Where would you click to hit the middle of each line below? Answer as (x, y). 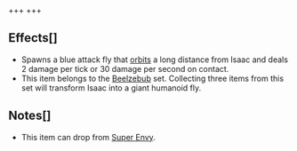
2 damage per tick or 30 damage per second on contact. (125, 68)
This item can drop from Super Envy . (88, 137)
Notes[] (30, 116)
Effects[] (33, 38)
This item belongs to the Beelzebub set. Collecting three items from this (153, 78)
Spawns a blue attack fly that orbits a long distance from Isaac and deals (154, 60)
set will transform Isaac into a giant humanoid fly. (111, 87)
